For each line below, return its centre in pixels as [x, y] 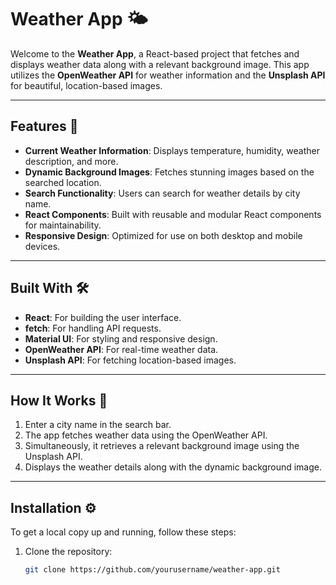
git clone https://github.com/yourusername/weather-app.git [152, 570]
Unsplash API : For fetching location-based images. [130, 360]
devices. [42, 246]
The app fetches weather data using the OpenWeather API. [146, 435]
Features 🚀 [44, 126]
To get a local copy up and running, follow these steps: [123, 532]
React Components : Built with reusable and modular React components [173, 214]
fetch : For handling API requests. [93, 328]
